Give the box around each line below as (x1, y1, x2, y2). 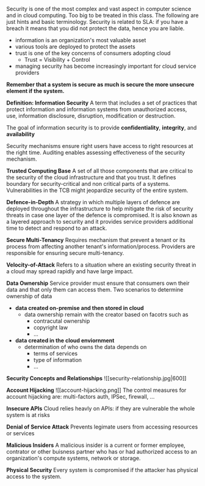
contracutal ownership (33, 317, 90, 325)
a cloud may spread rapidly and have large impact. (6, 268, 134, 274)
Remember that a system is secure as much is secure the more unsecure (6, 81, 195, 88)
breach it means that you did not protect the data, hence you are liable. (6, 24, 185, 32)
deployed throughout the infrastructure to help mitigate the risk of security (6, 205, 193, 212)
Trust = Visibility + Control (24, 56, 90, 63)
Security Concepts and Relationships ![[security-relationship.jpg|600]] (6, 375, 187, 381)
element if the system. (6, 87, 65, 94)
